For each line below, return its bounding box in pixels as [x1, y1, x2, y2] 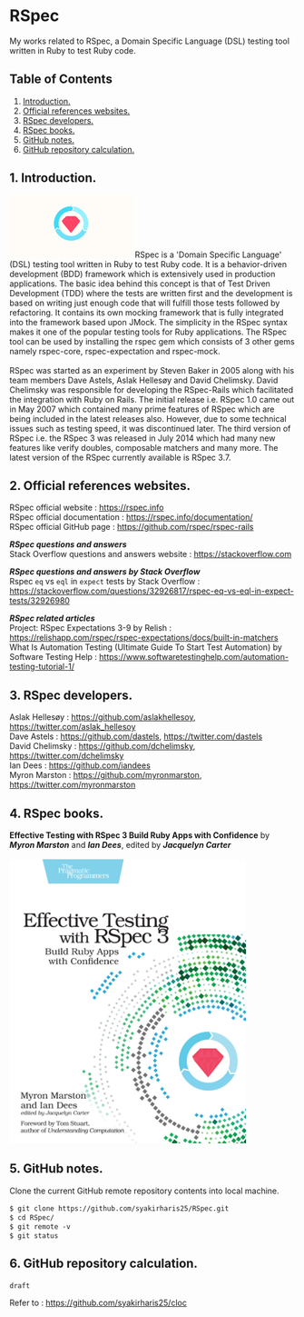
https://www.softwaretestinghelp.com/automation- [99, 652, 289, 663]
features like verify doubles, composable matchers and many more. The [9, 442, 279, 453]
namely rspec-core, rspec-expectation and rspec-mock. [9, 345, 221, 356]
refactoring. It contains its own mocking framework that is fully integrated [9, 306, 284, 318]
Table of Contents [9, 72, 113, 87]
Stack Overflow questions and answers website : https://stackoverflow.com [9, 549, 292, 560]
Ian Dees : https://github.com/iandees [9, 760, 152, 771]
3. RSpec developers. [9, 687, 133, 703]
